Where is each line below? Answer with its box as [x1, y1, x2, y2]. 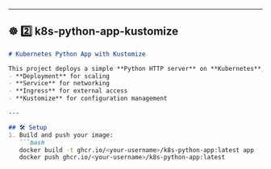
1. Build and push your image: [8, 130, 114, 139]
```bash [19, 138, 45, 146]
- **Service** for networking [8, 80, 110, 88]
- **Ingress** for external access [8, 87, 128, 95]
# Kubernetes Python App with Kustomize [8, 50, 147, 58]
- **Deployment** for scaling [8, 72, 110, 80]
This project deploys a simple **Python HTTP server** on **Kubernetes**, [8, 64, 265, 72]
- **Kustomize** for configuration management [8, 94, 168, 103]
